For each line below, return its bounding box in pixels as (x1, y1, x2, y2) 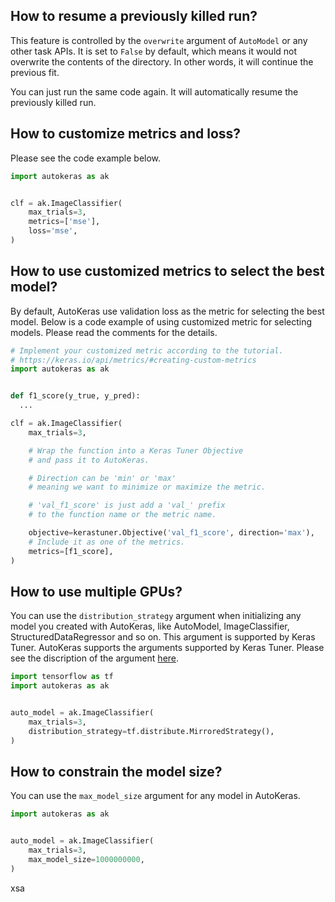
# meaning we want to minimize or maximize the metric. (28, 482, 267, 493)
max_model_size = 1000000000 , (28, 855, 145, 865)
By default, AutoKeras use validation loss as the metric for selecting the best (10, 305, 325, 317)
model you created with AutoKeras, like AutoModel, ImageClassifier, (10, 620, 290, 633)
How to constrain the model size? (10, 764, 223, 781)
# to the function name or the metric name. (28, 510, 217, 520)
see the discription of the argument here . (10, 652, 180, 664)
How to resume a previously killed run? (10, 8, 258, 25)
